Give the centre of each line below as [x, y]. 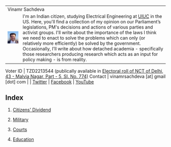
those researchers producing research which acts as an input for [90, 54]
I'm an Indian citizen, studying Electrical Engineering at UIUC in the [92, 16]
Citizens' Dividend [32, 110]
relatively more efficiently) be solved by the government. [82, 43]
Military [21, 120]
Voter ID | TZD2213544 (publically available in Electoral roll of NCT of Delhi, [84, 71]
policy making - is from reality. [55, 60]
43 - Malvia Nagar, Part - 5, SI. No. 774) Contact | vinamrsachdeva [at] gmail [85, 76]
